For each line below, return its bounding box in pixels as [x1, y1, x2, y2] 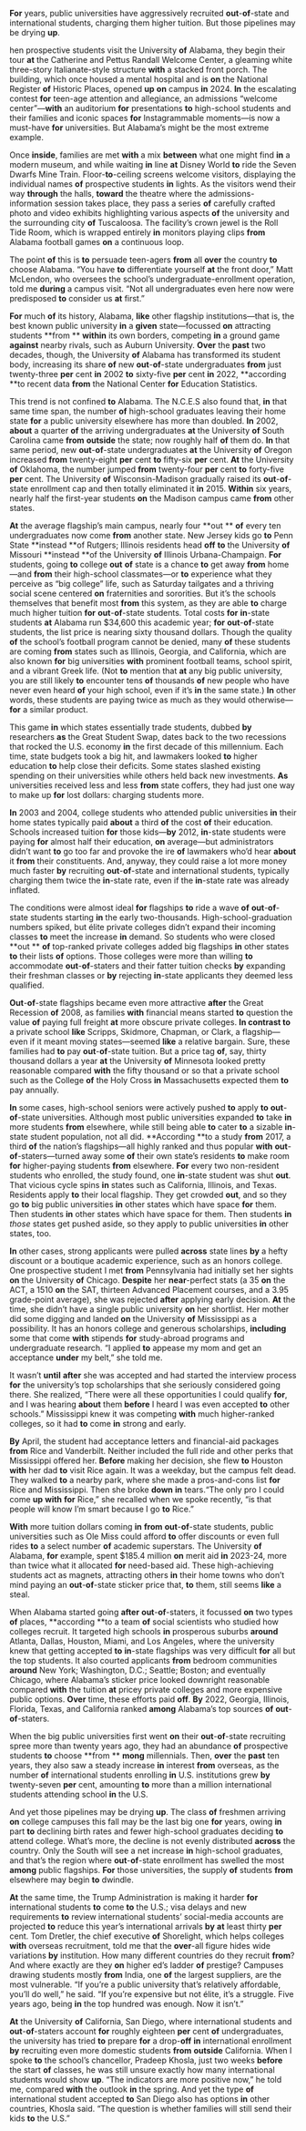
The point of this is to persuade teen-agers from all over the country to [9, 254, 278, 265]
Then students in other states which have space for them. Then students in [9, 1209, 292, 1219]
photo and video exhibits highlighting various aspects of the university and [9, 208, 290, 218]
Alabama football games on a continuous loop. [9, 237, 185, 247]
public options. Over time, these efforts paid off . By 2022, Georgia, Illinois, [9, 1694, 290, 1705]
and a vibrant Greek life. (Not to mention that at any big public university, [9, 665, 283, 676]
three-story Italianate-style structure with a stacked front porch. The [9, 64, 268, 75]
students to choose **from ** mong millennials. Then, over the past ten [9, 1750, 280, 1761]
